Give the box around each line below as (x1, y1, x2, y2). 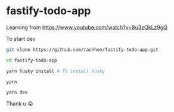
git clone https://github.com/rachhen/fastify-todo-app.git (6, 46, 159, 53)
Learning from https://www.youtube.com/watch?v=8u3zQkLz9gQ (6, 24, 168, 31)
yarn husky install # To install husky (6, 68, 105, 74)
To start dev (6, 35, 36, 42)
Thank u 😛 (6, 100, 33, 107)
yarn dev (6, 89, 28, 95)
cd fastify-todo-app (6, 57, 58, 63)
